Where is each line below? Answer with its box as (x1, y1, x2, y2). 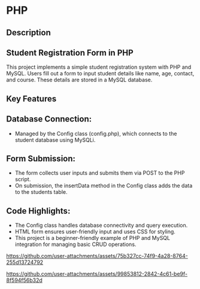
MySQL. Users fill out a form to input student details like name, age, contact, (6, 70, 195, 77)
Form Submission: (6, 153, 76, 163)
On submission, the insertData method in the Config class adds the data (14, 182, 193, 189)
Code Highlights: (6, 206, 71, 216)
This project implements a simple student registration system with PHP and (6, 63, 192, 71)
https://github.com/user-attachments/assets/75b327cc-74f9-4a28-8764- (6, 253, 189, 260)
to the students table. (14, 188, 68, 196)
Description (6, 28, 51, 38)
